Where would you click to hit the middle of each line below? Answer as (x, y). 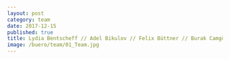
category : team (29, 20)
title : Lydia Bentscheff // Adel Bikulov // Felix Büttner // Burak (107, 39)
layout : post (26, 13)
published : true (30, 32)
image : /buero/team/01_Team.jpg (53, 45)
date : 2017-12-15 (32, 26)
